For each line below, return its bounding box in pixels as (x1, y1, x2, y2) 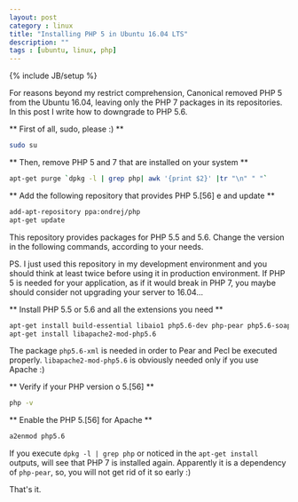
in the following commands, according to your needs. (9, 241, 204, 251)
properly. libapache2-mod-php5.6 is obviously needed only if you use (9, 355, 259, 365)
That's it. (9, 484, 42, 495)
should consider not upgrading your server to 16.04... (9, 286, 204, 298)
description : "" (9, 37, 69, 47)
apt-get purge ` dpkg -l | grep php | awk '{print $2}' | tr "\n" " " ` (9, 174, 268, 183)
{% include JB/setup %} (9, 70, 98, 81)
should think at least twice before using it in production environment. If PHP (9, 267, 286, 278)
